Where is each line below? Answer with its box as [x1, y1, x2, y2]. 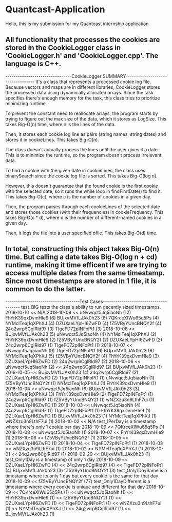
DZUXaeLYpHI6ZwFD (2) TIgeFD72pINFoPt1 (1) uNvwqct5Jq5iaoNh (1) [5, 374, 155, 380]
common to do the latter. [5, 285, 86, 293]
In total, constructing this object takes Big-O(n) [5, 245, 160, 253]
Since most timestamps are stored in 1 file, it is [5, 277, 157, 286]
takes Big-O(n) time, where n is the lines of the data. [5, 121, 116, 127]
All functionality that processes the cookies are [5, 35, 160, 44]
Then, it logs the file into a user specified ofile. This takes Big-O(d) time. [5, 230, 158, 236]
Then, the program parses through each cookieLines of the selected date [5, 204, 160, 210]
